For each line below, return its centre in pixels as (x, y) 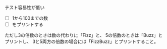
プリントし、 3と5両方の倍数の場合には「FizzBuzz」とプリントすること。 (81, 41)
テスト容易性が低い (25, 7)
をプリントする (27, 25)
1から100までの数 (30, 18)
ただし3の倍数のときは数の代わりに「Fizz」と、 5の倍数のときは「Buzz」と (84, 35)
